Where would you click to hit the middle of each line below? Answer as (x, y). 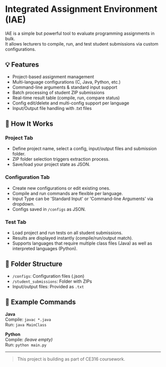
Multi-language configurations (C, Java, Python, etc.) (66, 82)
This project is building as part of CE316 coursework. (71, 359)
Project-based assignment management (53, 77)
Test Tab (16, 222)
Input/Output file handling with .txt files (52, 108)
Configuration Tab (27, 177)
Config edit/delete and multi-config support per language (71, 103)
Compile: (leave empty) (29, 339)
